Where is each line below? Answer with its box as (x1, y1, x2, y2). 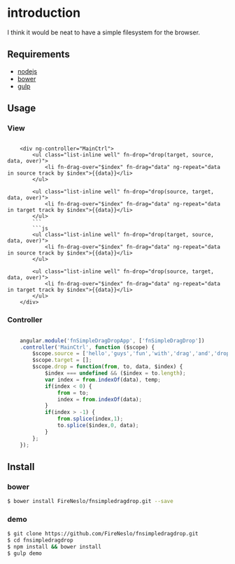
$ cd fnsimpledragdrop (7, 537, 73, 544)
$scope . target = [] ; (32, 356, 92, 364)
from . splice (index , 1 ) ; (57, 415, 124, 422)
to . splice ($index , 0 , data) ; (57, 422, 139, 429)
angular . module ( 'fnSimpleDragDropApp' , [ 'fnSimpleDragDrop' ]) (20, 337, 205, 344)
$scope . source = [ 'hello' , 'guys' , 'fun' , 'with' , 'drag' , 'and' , (32, 350, 215, 357)
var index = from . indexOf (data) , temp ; (44, 376, 161, 383)
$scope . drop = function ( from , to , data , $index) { (32, 363, 183, 370)
